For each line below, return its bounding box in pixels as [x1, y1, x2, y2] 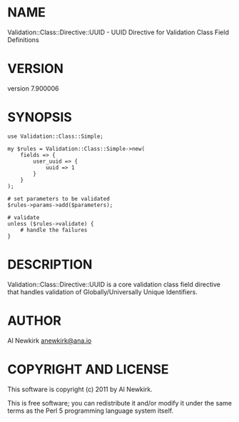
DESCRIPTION [7, 256, 93, 272]
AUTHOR [7, 312, 62, 328]
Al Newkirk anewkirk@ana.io [7, 336, 92, 345]
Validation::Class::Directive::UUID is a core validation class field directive [7, 280, 221, 288]
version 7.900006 [7, 84, 59, 93]
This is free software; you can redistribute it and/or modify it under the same [7, 398, 232, 407]
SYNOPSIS [7, 109, 73, 126]
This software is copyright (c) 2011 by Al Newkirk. [7, 385, 153, 393]
